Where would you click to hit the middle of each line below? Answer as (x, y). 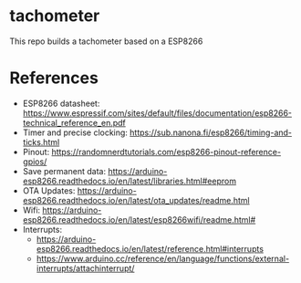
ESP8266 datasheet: (61, 103)
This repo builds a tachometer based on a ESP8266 (106, 41)
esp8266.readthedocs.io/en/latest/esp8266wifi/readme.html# (139, 219)
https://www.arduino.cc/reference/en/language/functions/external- (163, 258)
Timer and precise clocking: (75, 132)
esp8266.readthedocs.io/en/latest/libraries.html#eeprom (130, 181)
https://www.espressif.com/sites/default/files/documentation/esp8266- (157, 113)
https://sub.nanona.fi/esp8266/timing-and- (211, 132)
